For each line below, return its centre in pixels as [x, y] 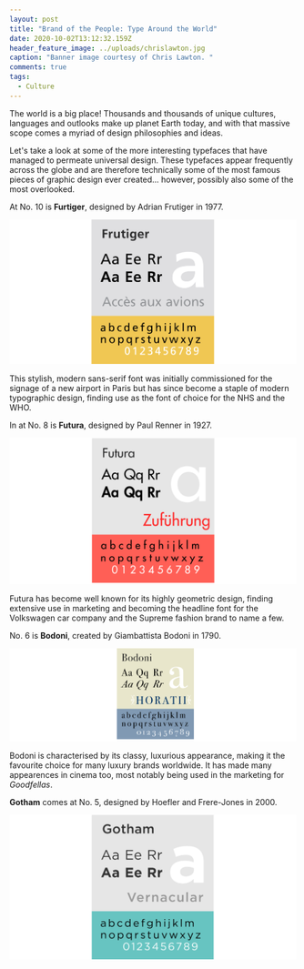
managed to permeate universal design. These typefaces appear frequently [152, 160]
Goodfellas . [31, 785]
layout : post [34, 19]
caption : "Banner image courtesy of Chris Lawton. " [111, 58]
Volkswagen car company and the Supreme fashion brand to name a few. [147, 618]
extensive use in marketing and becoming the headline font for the [134, 609]
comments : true [38, 67]
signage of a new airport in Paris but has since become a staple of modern [149, 389]
